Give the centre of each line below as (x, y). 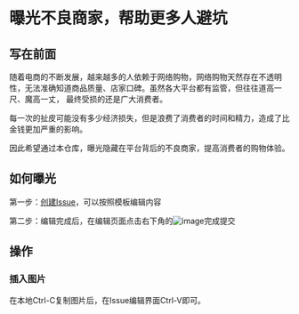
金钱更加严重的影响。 (48, 129)
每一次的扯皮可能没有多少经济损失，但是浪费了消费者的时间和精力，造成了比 (149, 118)
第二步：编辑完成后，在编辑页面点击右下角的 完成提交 (122, 221)
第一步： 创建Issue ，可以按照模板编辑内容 (85, 202)
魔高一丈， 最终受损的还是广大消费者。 (96, 99)
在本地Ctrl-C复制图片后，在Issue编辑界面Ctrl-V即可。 (108, 300)
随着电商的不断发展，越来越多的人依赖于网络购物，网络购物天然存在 (134, 77)
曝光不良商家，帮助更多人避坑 (119, 18)
